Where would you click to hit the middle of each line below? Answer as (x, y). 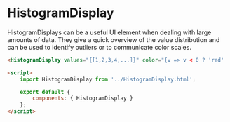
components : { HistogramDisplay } (83, 99)
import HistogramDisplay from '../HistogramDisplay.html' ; (108, 79)
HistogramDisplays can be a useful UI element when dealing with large (109, 32)
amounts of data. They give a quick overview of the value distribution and (114, 39)
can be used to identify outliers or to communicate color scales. (99, 47)
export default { (45, 92)
